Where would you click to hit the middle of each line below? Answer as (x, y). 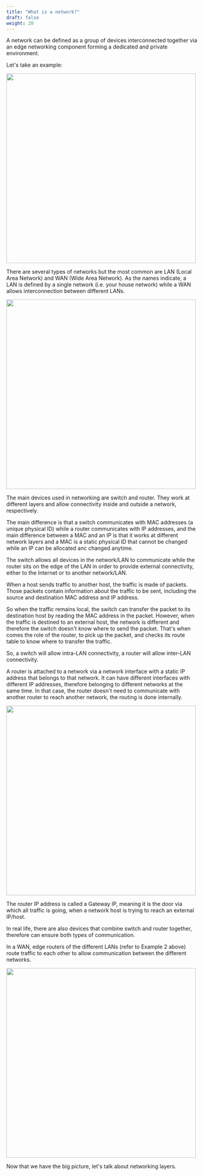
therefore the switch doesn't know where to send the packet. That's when (98, 629)
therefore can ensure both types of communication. (71, 935)
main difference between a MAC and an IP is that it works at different (92, 535)
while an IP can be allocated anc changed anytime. (70, 548)
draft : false (23, 18)
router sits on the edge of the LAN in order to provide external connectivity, (100, 566)
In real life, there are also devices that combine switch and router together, (99, 928)
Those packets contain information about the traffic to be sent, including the (101, 591)
